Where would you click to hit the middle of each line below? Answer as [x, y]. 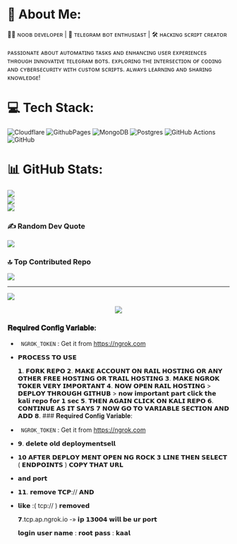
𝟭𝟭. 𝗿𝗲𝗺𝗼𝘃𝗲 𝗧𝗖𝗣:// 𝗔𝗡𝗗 [56, 492]
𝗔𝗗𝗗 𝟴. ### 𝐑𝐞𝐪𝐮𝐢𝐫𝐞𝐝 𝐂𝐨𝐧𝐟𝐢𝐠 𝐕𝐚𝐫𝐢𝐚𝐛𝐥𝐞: [75, 416]
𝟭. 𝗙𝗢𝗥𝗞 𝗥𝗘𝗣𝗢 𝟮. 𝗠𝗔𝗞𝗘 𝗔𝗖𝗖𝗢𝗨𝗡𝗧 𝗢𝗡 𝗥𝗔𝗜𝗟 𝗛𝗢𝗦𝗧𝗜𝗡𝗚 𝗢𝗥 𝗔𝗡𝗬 [120, 371]
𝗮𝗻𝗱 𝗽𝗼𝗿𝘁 [32, 478]
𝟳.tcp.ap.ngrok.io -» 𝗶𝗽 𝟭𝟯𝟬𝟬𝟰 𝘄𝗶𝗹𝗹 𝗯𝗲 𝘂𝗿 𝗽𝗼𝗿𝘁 [87, 519]
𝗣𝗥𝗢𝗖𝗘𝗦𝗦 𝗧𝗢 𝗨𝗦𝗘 [47, 357]
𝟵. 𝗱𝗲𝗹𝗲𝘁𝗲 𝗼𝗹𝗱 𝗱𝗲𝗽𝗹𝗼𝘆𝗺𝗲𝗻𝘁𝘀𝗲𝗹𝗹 [67, 443]
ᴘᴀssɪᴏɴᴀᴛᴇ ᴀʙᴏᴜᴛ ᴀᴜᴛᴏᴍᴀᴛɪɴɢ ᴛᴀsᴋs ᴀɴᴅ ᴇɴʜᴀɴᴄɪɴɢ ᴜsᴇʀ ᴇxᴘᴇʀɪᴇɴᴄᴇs [107, 52]
